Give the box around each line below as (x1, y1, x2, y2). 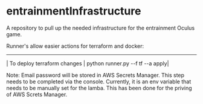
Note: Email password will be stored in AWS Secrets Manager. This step (6, 71, 185, 79)
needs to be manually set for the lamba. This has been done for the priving (6, 84, 192, 91)
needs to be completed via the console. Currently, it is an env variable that (6, 77, 192, 85)
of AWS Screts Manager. (6, 91, 68, 98)
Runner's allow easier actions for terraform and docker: (6, 42, 144, 50)
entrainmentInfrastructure (6, 4, 141, 18)
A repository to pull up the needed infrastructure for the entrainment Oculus (6, 24, 195, 31)
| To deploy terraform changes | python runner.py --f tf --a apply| (6, 59, 169, 67)
